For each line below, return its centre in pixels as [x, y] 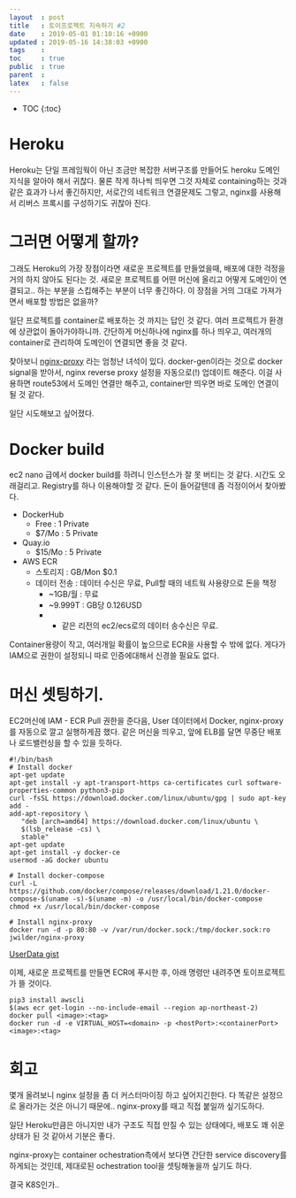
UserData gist [34, 954]
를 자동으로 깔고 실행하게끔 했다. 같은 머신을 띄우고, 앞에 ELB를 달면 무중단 [137, 732]
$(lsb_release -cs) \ [61, 829]
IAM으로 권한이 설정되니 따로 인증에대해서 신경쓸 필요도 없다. [114, 656]
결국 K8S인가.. [34, 1185]
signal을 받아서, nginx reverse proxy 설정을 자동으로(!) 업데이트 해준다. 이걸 [141, 372]
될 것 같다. [27, 394]
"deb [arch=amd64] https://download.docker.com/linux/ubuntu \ [140, 822]
